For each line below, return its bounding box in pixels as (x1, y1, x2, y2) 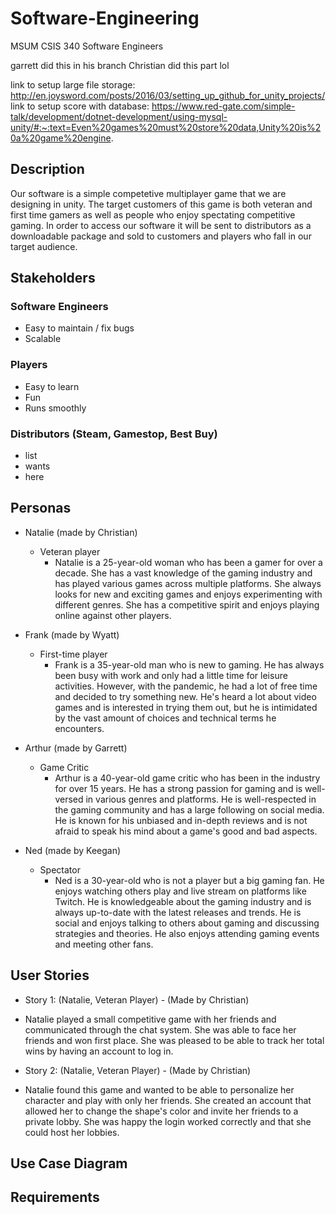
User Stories (10, 967, 90, 984)
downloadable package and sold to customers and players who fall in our (10, 230, 312, 242)
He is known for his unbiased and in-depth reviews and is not (54, 814, 308, 826)
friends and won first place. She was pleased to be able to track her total (24, 1034, 325, 1046)
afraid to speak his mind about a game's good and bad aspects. (54, 825, 318, 837)
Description (10, 161, 85, 178)
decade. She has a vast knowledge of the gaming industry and (54, 567, 313, 579)
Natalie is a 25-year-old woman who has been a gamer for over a (54, 556, 323, 568)
